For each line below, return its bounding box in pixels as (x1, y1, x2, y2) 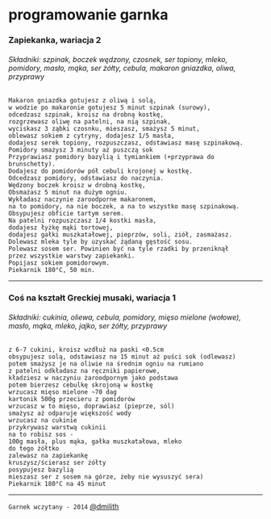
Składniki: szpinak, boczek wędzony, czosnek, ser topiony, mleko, (8, 54, 228, 64)
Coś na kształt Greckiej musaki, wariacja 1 (8, 292, 176, 303)
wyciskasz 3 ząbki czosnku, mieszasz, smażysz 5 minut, (8, 125, 200, 133)
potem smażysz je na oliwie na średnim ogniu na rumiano (8, 360, 204, 368)
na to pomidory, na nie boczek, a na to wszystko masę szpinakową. (8, 203, 240, 211)
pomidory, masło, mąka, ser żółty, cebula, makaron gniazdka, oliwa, (8, 63, 236, 73)
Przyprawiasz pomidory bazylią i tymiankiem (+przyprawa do (8, 153, 215, 161)
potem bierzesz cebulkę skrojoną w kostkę (8, 381, 153, 389)
